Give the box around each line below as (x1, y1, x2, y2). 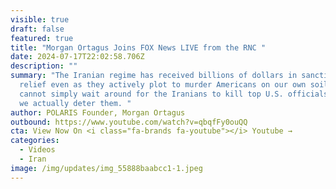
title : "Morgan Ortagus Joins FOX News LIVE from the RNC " (10, 42, 267, 53)
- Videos (19, 145, 56, 155)
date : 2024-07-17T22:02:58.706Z (10, 52, 145, 62)
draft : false (10, 24, 65, 34)
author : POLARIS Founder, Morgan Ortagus (10, 107, 186, 118)
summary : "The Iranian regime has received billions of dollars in (10, 71, 298, 81)
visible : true (10, 14, 70, 25)
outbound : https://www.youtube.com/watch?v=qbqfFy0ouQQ (10, 117, 248, 127)
